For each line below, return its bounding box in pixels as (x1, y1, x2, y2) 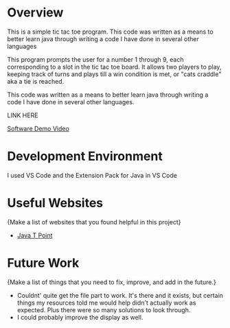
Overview (7, 5, 64, 21)
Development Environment (7, 149, 163, 164)
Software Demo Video (7, 124, 70, 132)
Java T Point (16, 231, 53, 239)
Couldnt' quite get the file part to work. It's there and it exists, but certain (16, 291, 223, 299)
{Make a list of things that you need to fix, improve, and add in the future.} (7, 278, 216, 286)
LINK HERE (7, 111, 38, 119)
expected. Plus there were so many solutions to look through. (16, 305, 191, 314)
